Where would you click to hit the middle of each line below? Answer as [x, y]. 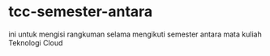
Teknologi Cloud [36, 42]
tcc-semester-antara [81, 12]
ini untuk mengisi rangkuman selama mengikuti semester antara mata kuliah [135, 34]
